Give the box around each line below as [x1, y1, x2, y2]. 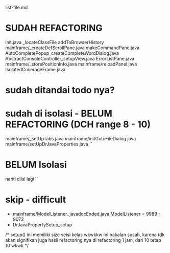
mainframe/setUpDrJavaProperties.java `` [5, 141, 93, 147]
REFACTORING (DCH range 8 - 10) [5, 119, 151, 130]
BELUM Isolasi [5, 159, 67, 171]
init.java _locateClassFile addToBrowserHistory [5, 39, 104, 45]
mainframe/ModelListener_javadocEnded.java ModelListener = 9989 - [12, 210, 161, 217]
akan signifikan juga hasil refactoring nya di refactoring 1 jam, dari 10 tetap [5, 237, 162, 243]
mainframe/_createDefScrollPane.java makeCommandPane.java [5, 45, 139, 51]
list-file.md [5, 5, 28, 10]
